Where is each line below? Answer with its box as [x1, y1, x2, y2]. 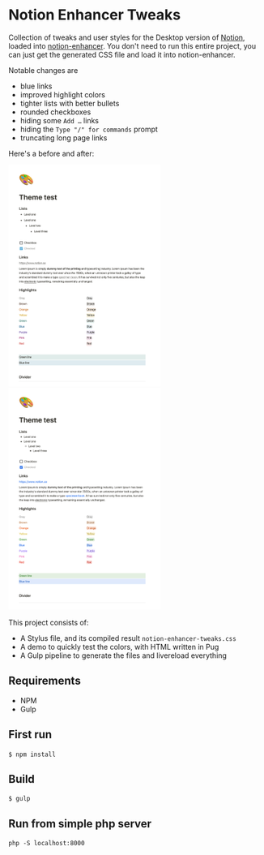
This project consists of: [8, 617, 89, 627]
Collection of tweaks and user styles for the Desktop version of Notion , [8, 32, 245, 42]
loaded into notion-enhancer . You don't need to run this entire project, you [8, 41, 257, 50]
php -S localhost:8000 [8, 840, 85, 848]
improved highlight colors [19, 89, 105, 99]
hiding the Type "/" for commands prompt [19, 124, 158, 134]
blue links [19, 81, 53, 91]
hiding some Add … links [19, 115, 100, 125]
